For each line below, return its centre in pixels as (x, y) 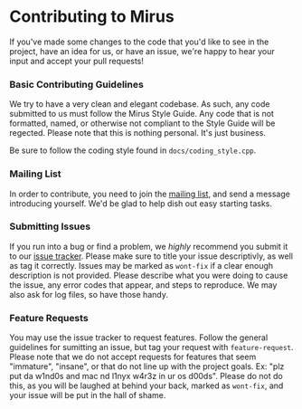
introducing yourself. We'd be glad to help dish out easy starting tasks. (141, 203)
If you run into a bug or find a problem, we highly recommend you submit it (149, 246)
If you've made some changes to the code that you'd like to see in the (139, 42)
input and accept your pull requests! (77, 61)
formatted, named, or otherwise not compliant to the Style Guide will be (142, 123)
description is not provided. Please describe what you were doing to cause (149, 275)
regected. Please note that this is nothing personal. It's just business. (138, 133)
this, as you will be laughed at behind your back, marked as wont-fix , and (146, 385)
